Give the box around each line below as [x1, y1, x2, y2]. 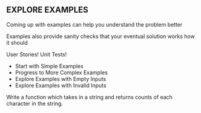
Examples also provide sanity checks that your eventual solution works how [6, 33, 195, 40]
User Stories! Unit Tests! [6, 51, 67, 58]
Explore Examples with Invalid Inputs [15, 82, 107, 89]
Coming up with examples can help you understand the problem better [6, 21, 183, 28]
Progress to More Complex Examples [15, 69, 108, 76]
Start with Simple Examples [15, 62, 84, 69]
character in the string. [6, 100, 64, 107]
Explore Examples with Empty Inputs [15, 75, 107, 82]
